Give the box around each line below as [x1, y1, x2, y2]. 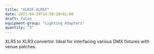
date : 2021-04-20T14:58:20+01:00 [5, 12, 74, 17]
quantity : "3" [5, 25, 34, 30]
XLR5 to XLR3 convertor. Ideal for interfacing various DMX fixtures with [5, 38, 150, 44]
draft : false [5, 16, 32, 21]
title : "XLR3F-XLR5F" [5, 7, 50, 12]
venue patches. [5, 44, 37, 50]
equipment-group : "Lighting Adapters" [5, 20, 85, 26]
